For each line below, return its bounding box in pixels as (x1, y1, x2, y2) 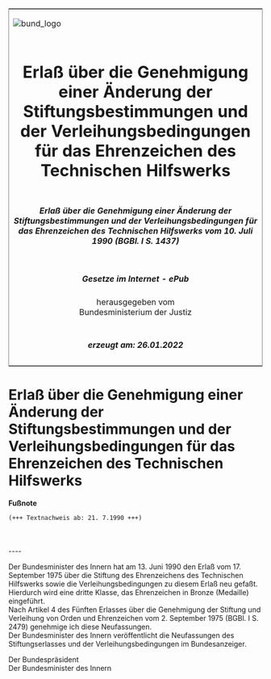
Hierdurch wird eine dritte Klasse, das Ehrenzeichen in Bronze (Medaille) (8, 588, 249, 597)
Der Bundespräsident (8, 655, 79, 664)
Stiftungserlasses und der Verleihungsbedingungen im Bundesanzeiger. (8, 639, 248, 649)
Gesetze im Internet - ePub (81, 273, 190, 284)
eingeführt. (8, 597, 46, 606)
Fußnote (8, 498, 38, 508)
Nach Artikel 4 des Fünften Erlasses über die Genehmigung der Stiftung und (8, 605, 261, 614)
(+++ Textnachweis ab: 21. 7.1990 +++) (8, 513, 143, 522)
